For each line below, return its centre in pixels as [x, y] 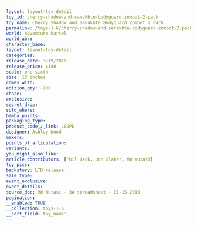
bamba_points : [23, 115]
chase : [14, 94]
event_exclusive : [27, 181]
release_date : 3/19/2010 [36, 61]
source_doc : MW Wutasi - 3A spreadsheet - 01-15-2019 [73, 192]
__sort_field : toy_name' [36, 214]
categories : [21, 55]
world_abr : [19, 39]
